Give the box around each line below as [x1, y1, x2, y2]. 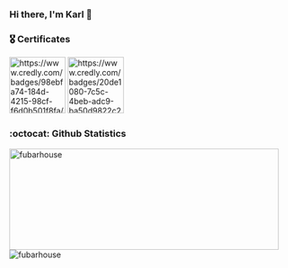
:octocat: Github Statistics [9, 128, 127, 140]
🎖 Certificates [9, 32, 71, 45]
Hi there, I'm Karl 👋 [9, 8, 92, 21]
